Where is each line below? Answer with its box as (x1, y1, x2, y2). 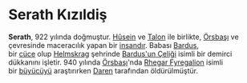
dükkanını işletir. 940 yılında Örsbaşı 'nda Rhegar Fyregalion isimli (8, 57, 223, 67)
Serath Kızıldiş (8, 6, 107, 24)
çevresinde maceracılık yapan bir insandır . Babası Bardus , (8, 40, 199, 49)
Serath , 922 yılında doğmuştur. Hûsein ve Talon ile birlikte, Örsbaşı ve (8, 32, 239, 41)
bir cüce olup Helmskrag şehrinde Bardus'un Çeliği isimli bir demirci (8, 49, 233, 58)
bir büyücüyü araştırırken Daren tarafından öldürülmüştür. (8, 65, 199, 75)
